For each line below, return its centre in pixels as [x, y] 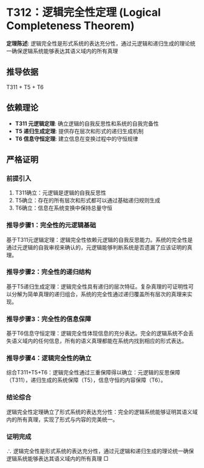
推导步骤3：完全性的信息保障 [49, 318]
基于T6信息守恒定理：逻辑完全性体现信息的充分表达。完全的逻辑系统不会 [97, 333]
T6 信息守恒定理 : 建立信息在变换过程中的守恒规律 [76, 139]
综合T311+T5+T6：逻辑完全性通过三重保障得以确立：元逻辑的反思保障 [93, 373]
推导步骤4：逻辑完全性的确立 [49, 358]
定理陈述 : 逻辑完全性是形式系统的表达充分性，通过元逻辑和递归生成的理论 [98, 43]
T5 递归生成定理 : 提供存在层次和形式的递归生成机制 [79, 131]
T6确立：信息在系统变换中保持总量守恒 [64, 208]
